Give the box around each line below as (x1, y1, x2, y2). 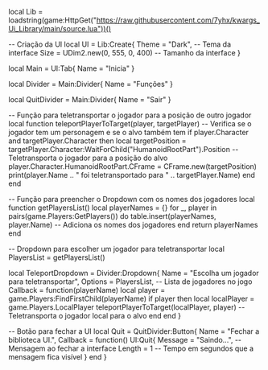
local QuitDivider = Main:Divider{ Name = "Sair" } (8, 95, 171, 104)
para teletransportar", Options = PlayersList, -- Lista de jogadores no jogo (8, 277, 253, 286)
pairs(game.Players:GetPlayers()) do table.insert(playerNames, (8, 212, 216, 220)
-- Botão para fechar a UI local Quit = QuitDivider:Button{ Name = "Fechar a (8, 327, 260, 336)
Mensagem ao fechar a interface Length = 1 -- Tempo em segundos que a (8, 343, 254, 353)
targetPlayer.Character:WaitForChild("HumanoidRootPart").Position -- (8, 145, 239, 154)
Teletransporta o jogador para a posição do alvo (8, 153, 168, 162)
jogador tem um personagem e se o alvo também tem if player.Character (8, 128, 249, 137)
